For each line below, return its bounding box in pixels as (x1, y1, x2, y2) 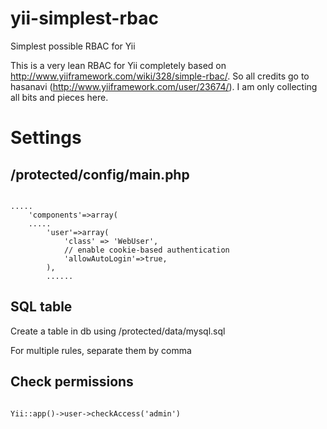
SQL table (10, 298, 73, 316)
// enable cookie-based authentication (63, 245, 230, 255)
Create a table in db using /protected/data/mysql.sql (10, 325, 226, 337)
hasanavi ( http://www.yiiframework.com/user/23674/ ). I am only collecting (10, 80, 318, 92)
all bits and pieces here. (10, 91, 109, 103)
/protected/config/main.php (10, 166, 190, 183)
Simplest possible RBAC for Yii (10, 40, 136, 52)
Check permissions (10, 373, 134, 391)
